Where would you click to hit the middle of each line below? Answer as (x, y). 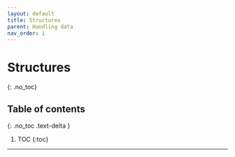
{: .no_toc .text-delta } (39, 126)
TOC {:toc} (33, 139)
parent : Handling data (40, 27)
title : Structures (34, 20)
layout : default (31, 14)
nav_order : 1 (26, 33)
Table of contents (46, 109)
